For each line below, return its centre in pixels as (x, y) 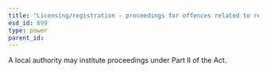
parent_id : (26, 38)
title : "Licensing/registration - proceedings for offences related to (129, 15)
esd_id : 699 (28, 23)
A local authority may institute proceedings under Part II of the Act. (118, 60)
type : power (28, 30)
